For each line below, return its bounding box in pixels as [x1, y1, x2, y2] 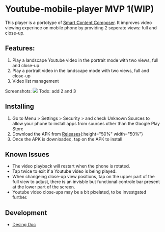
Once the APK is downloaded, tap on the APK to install [12, 136, 123, 142]
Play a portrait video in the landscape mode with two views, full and [12, 68, 149, 73]
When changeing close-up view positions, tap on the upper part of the [12, 174, 155, 180]
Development [5, 209, 48, 217]
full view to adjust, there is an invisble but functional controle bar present [12, 179, 160, 185]
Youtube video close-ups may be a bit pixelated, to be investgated [12, 189, 146, 195]
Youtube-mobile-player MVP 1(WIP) [5, 3, 154, 15]
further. [12, 194, 28, 200]
